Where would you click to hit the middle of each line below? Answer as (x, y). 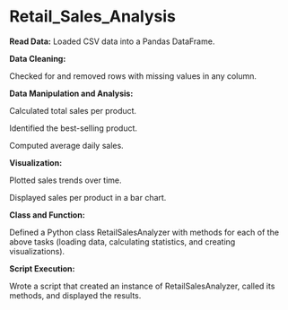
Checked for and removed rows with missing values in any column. (133, 76)
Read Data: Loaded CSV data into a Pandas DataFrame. (112, 41)
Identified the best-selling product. (73, 128)
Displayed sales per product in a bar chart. (88, 197)
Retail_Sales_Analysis (93, 17)
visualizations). (37, 251)
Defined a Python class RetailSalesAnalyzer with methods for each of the (144, 232)
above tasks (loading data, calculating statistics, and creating (122, 241)
